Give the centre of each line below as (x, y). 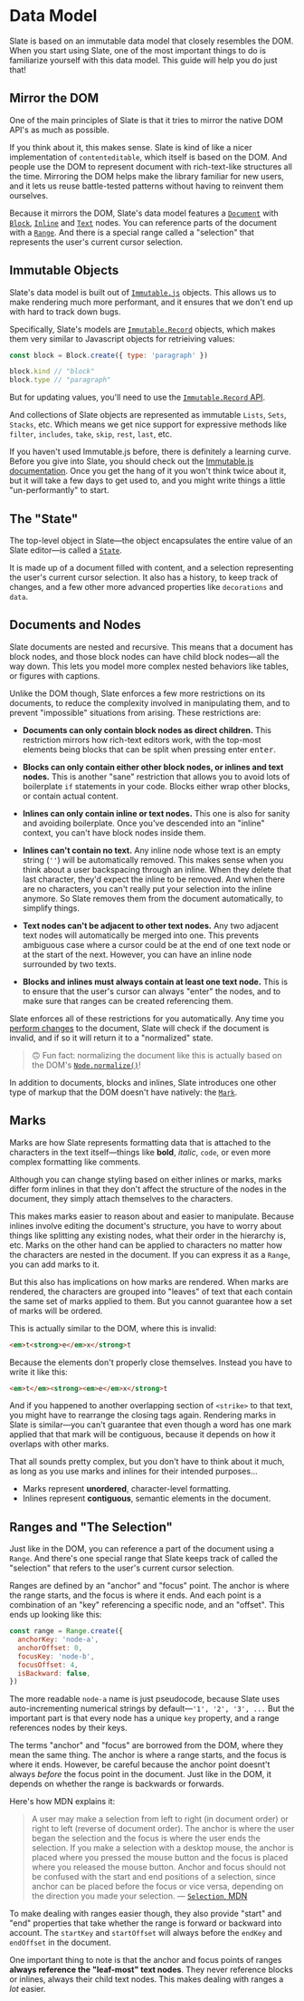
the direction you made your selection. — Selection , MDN (139, 1896)
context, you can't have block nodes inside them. (114, 832)
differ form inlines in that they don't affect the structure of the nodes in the (148, 1189)
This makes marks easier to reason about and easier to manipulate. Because (152, 1216)
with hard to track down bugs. (65, 311)
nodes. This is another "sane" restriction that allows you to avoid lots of (156, 777)
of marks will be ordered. (56, 1310)
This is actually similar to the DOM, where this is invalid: (113, 1328)
